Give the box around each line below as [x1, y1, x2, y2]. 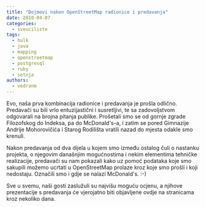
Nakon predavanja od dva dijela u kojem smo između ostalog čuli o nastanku [6, 145, 199, 151]
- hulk [12, 37, 29, 43]
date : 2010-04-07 [6, 15, 51, 21]
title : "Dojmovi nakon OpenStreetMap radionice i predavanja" [6, 9, 168, 15]
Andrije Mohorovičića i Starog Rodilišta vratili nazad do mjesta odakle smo [6, 126, 193, 133]
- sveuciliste [12, 26, 48, 32]
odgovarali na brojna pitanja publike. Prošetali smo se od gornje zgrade [6, 113, 186, 120]
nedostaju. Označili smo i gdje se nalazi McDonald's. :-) [6, 170, 147, 178]
